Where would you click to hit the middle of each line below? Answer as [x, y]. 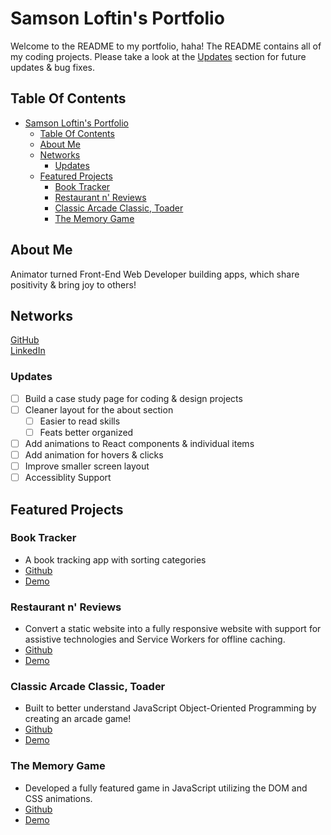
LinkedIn [28, 351]
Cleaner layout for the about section [99, 409]
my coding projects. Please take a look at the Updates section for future [158, 56]
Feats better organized [86, 432]
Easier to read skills [80, 421]
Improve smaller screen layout [87, 466]
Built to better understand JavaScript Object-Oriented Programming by [170, 708]
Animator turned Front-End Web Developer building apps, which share [155, 274]
